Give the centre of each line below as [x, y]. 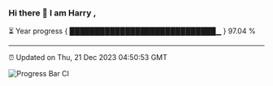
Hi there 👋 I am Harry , [52, 13]
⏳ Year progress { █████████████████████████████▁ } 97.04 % [132, 31]
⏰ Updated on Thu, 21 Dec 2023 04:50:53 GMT [88, 58]
